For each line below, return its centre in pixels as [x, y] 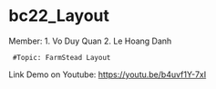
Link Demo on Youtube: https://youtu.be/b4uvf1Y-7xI [108, 74]
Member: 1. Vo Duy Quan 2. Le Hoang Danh [90, 41]
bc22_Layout [59, 16]
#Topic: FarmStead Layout [62, 57]
